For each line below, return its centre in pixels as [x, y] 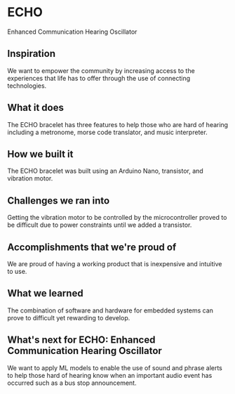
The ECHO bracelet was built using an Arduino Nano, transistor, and [105, 171]
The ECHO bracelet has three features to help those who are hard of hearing [118, 124]
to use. [17, 271]
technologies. [27, 86]
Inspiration [32, 54]
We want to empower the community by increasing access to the [101, 70]
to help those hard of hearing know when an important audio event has [110, 375]
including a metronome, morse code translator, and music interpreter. [108, 132]
